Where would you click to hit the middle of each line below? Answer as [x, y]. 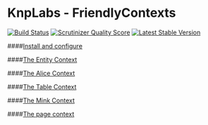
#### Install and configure [45, 46]
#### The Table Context [42, 86]
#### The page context [41, 114]
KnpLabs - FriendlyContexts [92, 13]
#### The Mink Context [41, 100]
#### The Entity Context [42, 59]
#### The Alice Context [41, 73]
